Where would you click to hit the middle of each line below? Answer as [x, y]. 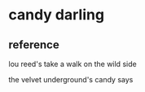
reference [34, 45]
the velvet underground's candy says [71, 79]
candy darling [56, 15]
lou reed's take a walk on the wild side [72, 64]
